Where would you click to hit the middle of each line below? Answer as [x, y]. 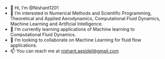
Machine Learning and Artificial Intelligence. [56, 24]
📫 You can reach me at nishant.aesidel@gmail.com [64, 51]
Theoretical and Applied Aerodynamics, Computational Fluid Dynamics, [85, 18]
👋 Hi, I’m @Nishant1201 [34, 8]
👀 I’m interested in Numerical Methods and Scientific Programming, [81, 13]
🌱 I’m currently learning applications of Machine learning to [72, 29]
